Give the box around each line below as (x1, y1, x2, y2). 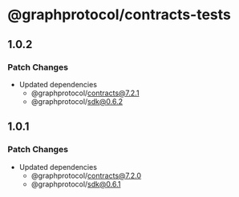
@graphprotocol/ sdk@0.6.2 (30, 96, 124, 106)
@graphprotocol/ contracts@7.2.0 (30, 171, 142, 180)
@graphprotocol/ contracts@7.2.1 (30, 88, 140, 98)
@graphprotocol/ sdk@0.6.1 (30, 179, 121, 189)
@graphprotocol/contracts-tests (7, 6, 232, 24)
